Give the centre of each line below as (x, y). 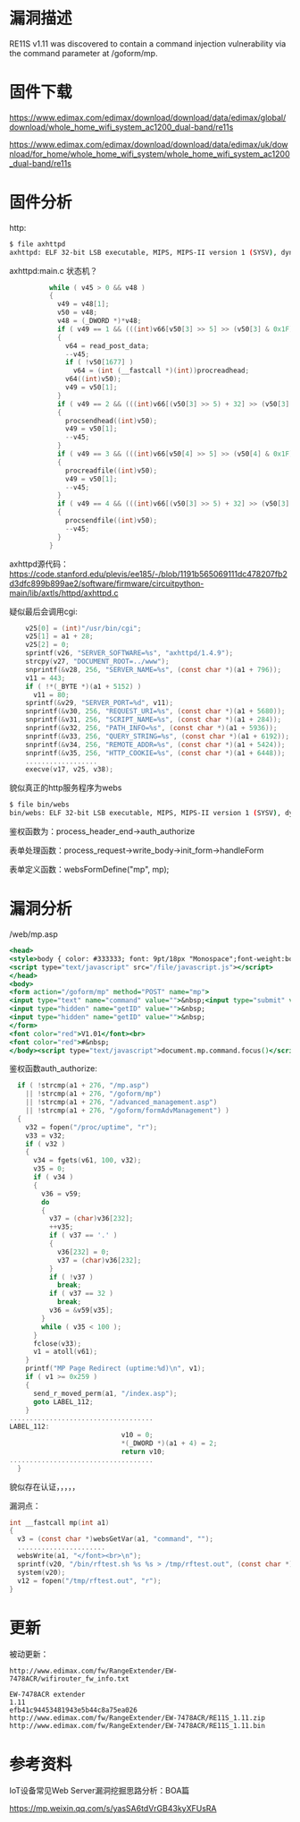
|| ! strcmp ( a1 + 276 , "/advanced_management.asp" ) (121, 1103)
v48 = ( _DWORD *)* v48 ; (99, 321)
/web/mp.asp (33, 934)
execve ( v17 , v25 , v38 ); (70, 770)
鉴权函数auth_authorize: (54, 1069)
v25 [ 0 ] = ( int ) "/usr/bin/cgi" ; (83, 628)
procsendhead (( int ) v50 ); (112, 421)
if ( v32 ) (46, 1144)
